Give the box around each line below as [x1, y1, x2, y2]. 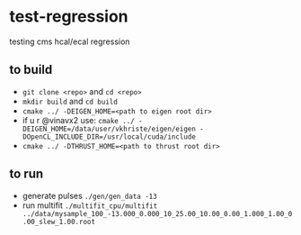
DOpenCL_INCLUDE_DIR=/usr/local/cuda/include [22, 132, 196, 141]
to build [9, 62, 53, 77]
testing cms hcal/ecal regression [9, 36, 130, 47]
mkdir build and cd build [22, 95, 119, 106]
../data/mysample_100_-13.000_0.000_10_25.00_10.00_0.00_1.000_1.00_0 [22, 209, 293, 218]
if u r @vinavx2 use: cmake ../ [22, 114, 135, 125]
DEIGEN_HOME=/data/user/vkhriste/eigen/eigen [22, 124, 196, 133]
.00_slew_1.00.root [22, 217, 96, 226]
